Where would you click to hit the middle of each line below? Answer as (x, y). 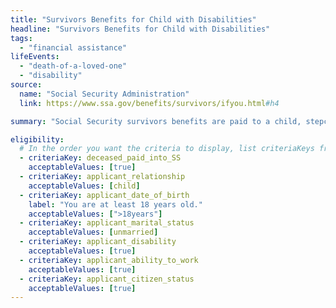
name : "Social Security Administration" (104, 94)
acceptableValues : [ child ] (84, 186)
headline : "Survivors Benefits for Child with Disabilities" (140, 29)
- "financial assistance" (73, 47)
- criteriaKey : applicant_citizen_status (107, 279)
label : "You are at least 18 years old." (115, 204)
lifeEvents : (35, 57)
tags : (21, 38)
